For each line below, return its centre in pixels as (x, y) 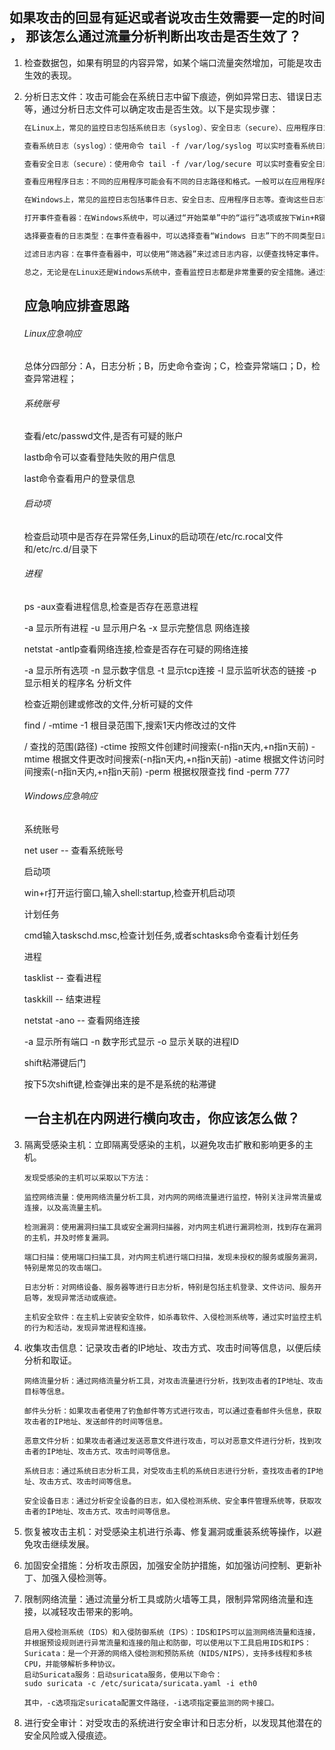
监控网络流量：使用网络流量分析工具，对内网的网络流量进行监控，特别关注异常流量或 (172, 1197)
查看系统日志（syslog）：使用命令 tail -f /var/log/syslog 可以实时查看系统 (169, 146)
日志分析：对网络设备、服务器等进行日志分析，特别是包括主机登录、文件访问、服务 (169, 1287)
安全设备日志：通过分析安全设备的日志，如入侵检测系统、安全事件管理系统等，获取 (169, 1501)
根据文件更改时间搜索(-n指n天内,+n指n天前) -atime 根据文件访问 (184, 759)
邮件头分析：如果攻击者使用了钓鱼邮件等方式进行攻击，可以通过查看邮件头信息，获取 (172, 1411)
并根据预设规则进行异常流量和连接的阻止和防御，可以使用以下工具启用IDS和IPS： (167, 1643)
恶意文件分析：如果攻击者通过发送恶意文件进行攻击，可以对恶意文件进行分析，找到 (169, 1441)
